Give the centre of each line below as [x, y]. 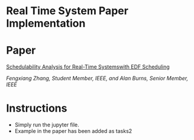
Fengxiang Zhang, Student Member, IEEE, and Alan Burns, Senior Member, [97, 79]
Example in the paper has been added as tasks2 [73, 131]
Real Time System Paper [67, 11]
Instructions [37, 108]
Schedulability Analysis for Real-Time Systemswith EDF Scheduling [88, 67]
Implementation [46, 23]
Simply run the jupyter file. [47, 125]
